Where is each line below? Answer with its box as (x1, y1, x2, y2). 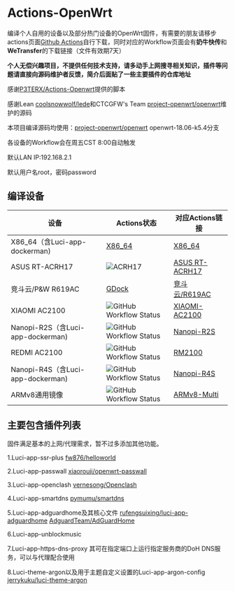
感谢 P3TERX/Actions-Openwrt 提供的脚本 (7, 85, 126, 93)
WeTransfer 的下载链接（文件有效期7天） (7, 46, 126, 55)
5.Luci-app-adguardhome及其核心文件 (7, 508, 119, 517)
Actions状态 (116, 218, 157, 228)
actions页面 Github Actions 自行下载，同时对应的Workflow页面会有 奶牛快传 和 (7, 37, 227, 46)
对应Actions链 (175, 213, 223, 222)
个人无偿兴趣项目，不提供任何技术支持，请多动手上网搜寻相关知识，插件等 (7, 61, 222, 69)
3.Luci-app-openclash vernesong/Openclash (7, 480, 138, 489)
